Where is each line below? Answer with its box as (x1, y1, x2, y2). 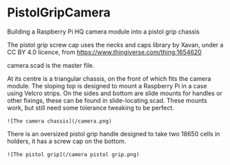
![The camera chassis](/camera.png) (7, 118, 112, 125)
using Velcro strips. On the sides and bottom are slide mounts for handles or (7, 89, 223, 97)
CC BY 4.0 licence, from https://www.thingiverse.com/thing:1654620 (7, 48, 202, 56)
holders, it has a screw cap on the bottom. (7, 137, 127, 145)
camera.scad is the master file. (7, 61, 95, 69)
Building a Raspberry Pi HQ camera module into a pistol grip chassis (7, 27, 200, 36)
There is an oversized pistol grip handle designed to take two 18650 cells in (7, 129, 220, 138)
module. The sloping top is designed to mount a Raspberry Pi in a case (7, 81, 207, 90)
